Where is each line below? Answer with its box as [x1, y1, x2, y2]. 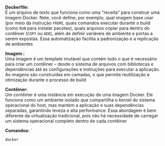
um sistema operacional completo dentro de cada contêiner [5, 118, 127, 124]
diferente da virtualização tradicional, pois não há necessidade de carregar [5, 113, 159, 118]
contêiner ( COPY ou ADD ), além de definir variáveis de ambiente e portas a [5, 31, 153, 36]
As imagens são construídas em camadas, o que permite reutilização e [5, 72, 150, 77]
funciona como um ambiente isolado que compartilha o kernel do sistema [5, 97, 155, 103]
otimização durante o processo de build [5, 77, 87, 83]
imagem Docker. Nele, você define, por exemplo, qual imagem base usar [5, 15, 154, 20]
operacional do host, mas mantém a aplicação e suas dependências [5, 102, 144, 108]
